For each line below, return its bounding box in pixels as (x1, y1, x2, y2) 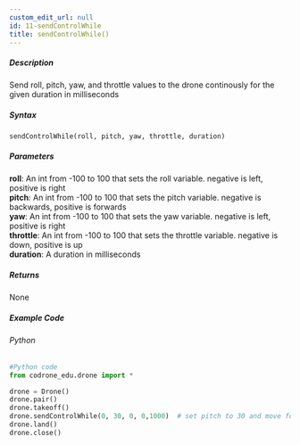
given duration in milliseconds (9, 89, 120, 100)
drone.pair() (9, 395, 58, 404)
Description (9, 57, 54, 68)
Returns (9, 269, 40, 280)
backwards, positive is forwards (9, 202, 127, 212)
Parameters (9, 151, 54, 161)
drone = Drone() (9, 387, 70, 396)
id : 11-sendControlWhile (9, 21, 102, 30)
